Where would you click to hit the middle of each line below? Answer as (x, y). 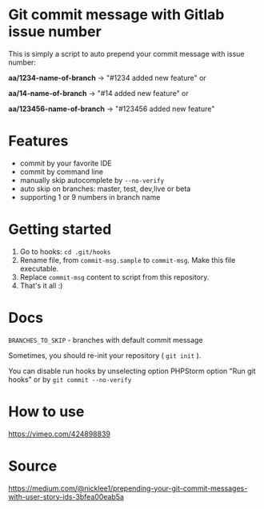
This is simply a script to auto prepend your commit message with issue (126, 54)
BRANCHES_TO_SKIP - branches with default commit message (106, 340)
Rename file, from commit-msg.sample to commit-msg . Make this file (128, 260)
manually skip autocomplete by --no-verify (92, 180)
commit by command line (62, 171)
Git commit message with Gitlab (116, 15)
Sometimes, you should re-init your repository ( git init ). (105, 355)
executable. (39, 268)
